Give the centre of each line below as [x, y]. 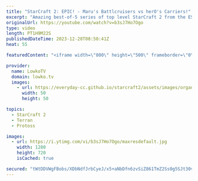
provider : [18, 65]
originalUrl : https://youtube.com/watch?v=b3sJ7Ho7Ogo [75, 22]
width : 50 [34, 93]
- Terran [22, 120]
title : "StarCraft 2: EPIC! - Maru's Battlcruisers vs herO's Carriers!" [99, 11]
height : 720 [31, 153]
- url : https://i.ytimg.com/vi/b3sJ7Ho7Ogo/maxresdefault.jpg [89, 142]
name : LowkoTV [29, 71]
